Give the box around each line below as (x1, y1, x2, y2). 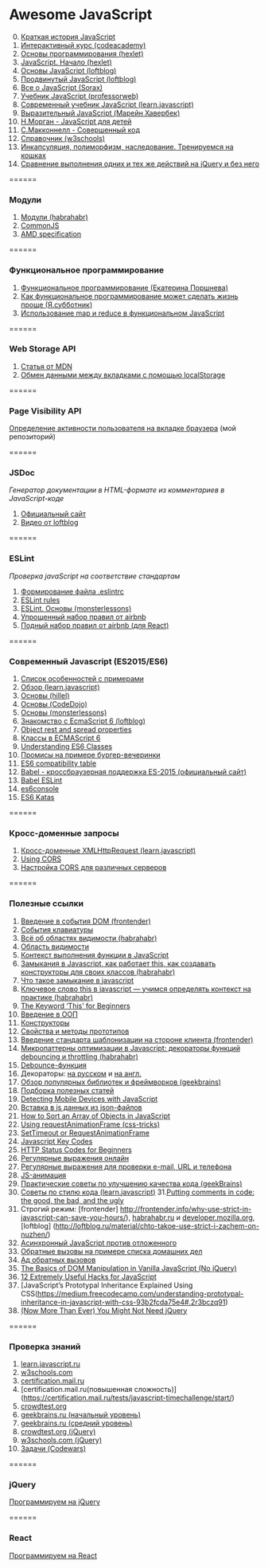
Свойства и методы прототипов (20, 1026, 130, 1036)
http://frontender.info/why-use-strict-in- (119, 1204, 252, 1213)
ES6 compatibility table (20, 759, 97, 768)
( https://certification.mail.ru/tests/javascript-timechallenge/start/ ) (20, 1393, 235, 1402)
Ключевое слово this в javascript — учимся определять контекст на (20, 984, 251, 994)
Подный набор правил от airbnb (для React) (20, 620, 169, 630)
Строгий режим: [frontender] (20, 1204, 118, 1213)
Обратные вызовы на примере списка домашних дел (20, 1246, 203, 1256)
